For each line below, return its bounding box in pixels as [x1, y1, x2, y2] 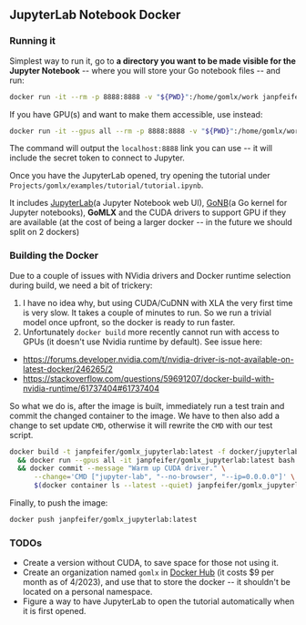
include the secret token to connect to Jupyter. [9, 152, 185, 163]
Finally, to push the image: [9, 497, 108, 508]
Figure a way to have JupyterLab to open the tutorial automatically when [22, 596, 295, 607]
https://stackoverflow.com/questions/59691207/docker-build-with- [22, 373, 275, 384]
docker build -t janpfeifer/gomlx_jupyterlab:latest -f [9, 446, 226, 456]
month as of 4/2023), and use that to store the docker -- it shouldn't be [22, 577, 291, 588]
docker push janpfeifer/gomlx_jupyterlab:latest [9, 515, 198, 525]
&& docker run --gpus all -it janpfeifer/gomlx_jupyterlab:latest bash [17, 456, 296, 465]
